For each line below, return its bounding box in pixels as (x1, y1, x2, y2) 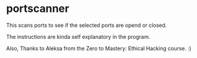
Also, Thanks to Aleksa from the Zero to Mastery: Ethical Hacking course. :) (6, 44, 192, 52)
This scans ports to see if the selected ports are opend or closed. (6, 22, 167, 29)
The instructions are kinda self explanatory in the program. (6, 33, 150, 40)
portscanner (6, 2, 70, 16)
